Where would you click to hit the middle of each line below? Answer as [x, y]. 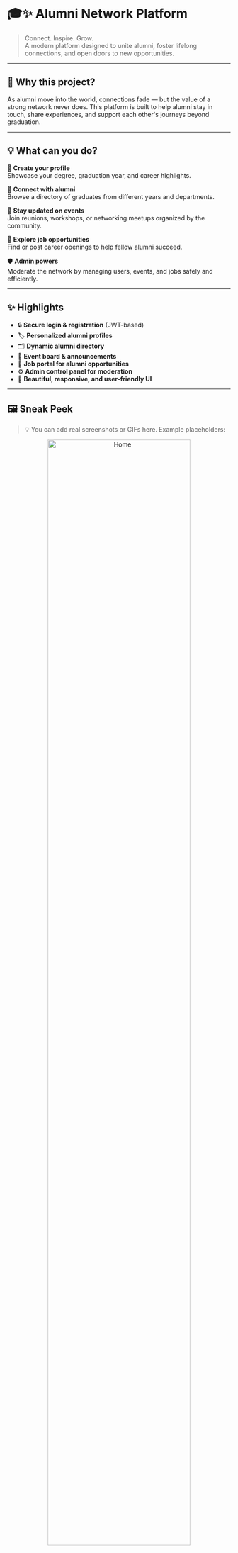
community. [24, 225]
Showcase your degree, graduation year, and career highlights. [99, 175]
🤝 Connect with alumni [41, 189]
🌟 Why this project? [51, 82]
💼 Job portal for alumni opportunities [73, 364]
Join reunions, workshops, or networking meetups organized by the [106, 218]
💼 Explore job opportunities [49, 239]
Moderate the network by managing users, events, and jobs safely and [110, 271]
